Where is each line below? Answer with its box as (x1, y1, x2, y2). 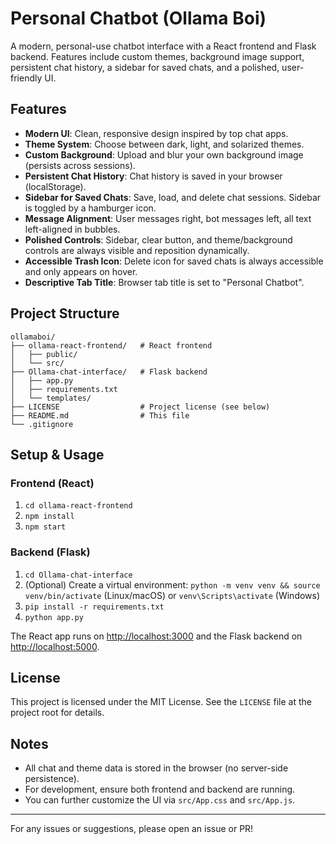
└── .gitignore (10, 419, 74, 429)
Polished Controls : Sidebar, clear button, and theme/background (24, 233, 293, 246)
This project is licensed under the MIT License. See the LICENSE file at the (10, 696, 312, 708)
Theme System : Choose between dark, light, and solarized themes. (24, 138, 305, 150)
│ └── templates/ (10, 393, 92, 403)
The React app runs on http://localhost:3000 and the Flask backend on (10, 630, 303, 642)
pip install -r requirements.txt (24, 602, 165, 612)
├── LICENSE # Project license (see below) (10, 402, 271, 412)
